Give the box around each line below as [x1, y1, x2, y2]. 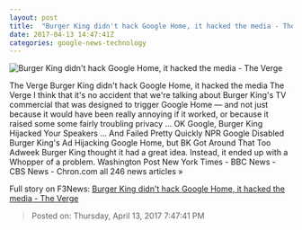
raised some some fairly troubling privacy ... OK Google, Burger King [9, 119, 263, 129]
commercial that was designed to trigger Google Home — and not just [9, 100, 269, 111]
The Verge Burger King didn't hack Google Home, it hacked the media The [9, 80, 285, 91]
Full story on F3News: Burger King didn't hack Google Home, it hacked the [9, 183, 286, 194]
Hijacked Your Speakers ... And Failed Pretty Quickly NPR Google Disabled [9, 128, 285, 139]
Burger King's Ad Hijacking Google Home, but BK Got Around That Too [9, 137, 271, 148]
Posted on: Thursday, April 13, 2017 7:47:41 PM [31, 210, 205, 221]
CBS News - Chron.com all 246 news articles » [9, 166, 183, 177]
